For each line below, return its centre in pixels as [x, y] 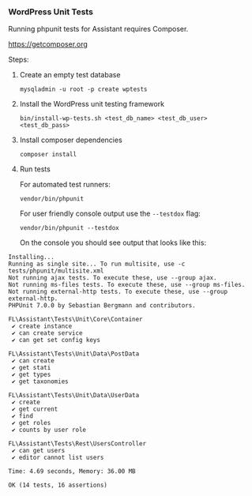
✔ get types [31, 375]
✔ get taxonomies [40, 381]
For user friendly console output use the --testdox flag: [110, 214]
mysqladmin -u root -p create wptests [83, 89]
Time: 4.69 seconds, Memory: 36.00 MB [72, 472]
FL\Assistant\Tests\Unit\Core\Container [76, 319]
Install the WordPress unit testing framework [92, 104]
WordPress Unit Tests [51, 12]
